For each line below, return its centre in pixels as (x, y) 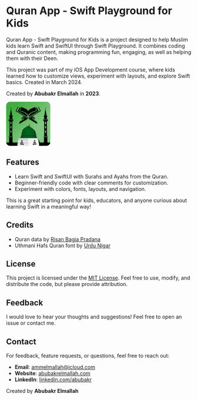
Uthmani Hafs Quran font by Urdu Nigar (62, 246)
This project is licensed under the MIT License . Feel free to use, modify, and (98, 278)
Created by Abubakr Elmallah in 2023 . (54, 93)
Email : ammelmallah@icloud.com (55, 367)
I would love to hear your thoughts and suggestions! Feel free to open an (94, 317)
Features (23, 162)
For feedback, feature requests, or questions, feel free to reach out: (88, 356)
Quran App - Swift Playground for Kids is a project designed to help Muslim (97, 39)
